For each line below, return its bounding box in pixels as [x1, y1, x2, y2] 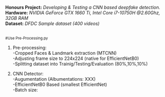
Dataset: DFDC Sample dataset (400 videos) [5, 20, 100, 26]
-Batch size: [12, 87, 38, 93]
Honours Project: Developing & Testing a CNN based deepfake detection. [5, 5, 160, 10]
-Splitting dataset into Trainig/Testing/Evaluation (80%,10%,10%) [12, 61, 148, 67]
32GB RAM [5, 15, 29, 21]
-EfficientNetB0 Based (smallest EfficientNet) [12, 81, 108, 87]
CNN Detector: [12, 71, 44, 77]
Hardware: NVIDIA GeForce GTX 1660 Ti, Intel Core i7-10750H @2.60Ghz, [5, 10, 160, 16]
